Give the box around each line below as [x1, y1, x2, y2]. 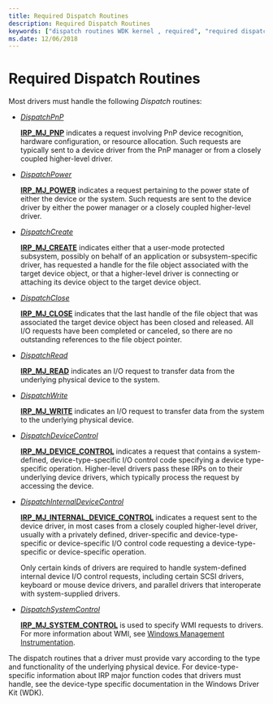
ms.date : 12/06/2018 [8, 34, 79, 43]
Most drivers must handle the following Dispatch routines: [8, 97, 202, 106]
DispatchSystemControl [19, 605, 100, 615]
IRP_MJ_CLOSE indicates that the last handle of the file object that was [19, 309, 258, 319]
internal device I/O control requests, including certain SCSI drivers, [19, 571, 245, 581]
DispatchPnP [19, 112, 64, 122]
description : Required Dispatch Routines [8, 20, 151, 28]
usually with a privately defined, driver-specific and [19, 530, 193, 540]
